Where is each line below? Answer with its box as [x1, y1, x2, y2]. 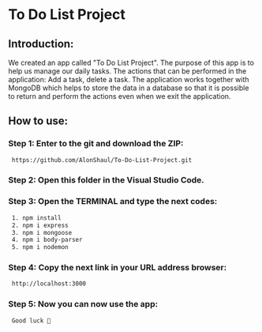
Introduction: [8, 37, 74, 51]
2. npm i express [11, 221, 69, 229]
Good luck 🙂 [11, 316, 51, 325]
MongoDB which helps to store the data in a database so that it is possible [8, 83, 249, 92]
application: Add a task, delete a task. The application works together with [8, 75, 250, 84]
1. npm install [11, 213, 62, 222]
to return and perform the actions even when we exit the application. [8, 92, 231, 100]
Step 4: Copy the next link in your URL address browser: [8, 262, 227, 274]
